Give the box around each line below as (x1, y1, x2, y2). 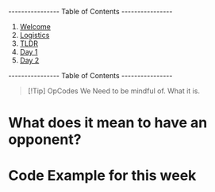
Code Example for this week (8, 167, 197, 185)
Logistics (19, 31, 50, 40)
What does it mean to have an (8, 114, 208, 132)
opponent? (8, 130, 82, 149)
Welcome (19, 22, 52, 31)
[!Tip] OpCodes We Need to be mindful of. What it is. (27, 86, 201, 96)
